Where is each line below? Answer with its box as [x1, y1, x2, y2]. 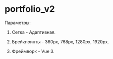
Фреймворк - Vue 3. [11, 48, 55, 54]
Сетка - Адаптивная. [11, 29, 56, 35]
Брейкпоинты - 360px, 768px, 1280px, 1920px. [11, 38, 110, 45]
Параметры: [4, 20, 31, 26]
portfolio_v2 [4, 3, 55, 15]
